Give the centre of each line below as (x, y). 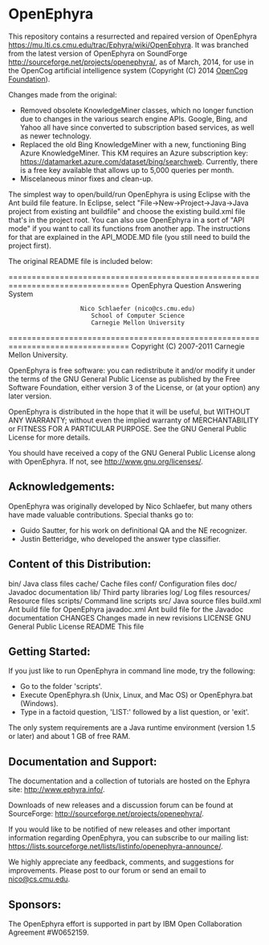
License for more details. (49, 437)
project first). (30, 246)
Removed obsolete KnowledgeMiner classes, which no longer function (137, 110)
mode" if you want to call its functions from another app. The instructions (129, 228)
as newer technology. (55, 136)
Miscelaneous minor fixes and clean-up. (86, 179)
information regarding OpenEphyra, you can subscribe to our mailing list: (128, 838)
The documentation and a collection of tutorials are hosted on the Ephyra (129, 781)
